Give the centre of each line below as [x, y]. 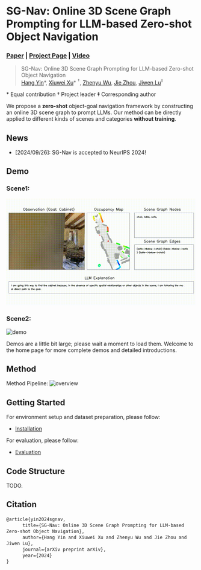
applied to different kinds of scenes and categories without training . [91, 119]
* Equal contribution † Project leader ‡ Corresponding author [81, 94]
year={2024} [37, 556]
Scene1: [18, 188]
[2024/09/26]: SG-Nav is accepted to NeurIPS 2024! [80, 152]
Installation [29, 429]
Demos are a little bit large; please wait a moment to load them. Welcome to [100, 344]
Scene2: [19, 319]
